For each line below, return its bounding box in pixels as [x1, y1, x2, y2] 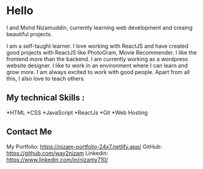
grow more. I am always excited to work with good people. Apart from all [6, 68, 190, 75]
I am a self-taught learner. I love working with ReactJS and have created [6, 42, 189, 50]
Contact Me [6, 127, 52, 137]
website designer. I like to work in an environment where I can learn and [6, 62, 188, 69]
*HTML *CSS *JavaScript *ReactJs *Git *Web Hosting [6, 108, 148, 116]
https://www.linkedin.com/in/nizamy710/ [6, 156, 109, 163]
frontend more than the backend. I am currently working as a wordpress [6, 55, 188, 62]
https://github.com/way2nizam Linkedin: [6, 149, 109, 157]
